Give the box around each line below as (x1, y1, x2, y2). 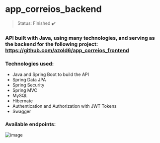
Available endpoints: (5, 121, 56, 128)
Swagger (12, 108, 31, 115)
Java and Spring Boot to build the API (12, 71, 89, 77)
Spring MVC (12, 87, 38, 93)
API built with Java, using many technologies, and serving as (5, 34, 155, 41)
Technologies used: (5, 60, 54, 67)
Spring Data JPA (12, 77, 46, 83)
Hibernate (12, 98, 33, 104)
